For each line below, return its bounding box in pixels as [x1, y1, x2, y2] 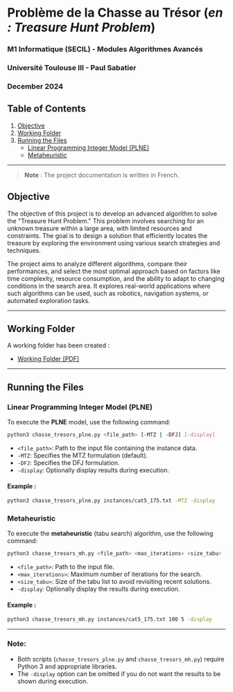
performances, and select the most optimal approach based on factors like [7, 267, 221, 275]
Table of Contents [7, 103, 87, 115]
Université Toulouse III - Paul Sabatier [7, 63, 137, 73]
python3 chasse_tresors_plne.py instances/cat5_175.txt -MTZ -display [7, 497, 216, 504]
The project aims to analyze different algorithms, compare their [7, 259, 188, 268]
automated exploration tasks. [7, 296, 90, 304]
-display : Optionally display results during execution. [17, 466, 170, 474]
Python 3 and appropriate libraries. [17, 662, 117, 671]
